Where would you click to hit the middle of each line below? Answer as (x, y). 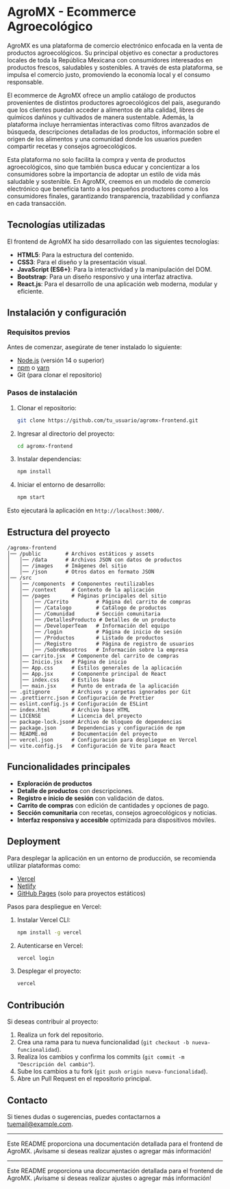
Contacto (27, 1100)
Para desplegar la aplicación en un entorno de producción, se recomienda (112, 858)
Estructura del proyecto (59, 532)
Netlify (26, 886)
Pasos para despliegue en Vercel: (54, 906)
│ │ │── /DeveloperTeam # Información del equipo (88, 626)
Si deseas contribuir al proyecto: (53, 1022)
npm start (31, 497)
